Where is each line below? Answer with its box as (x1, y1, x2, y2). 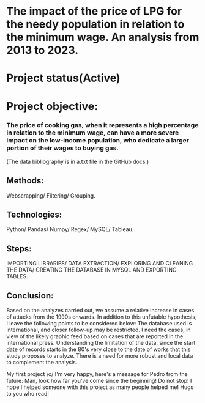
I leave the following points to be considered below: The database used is (6, 320, 192, 327)
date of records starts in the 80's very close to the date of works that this (6, 346, 191, 353)
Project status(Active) (6, 72, 121, 85)
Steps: (6, 243, 32, 254)
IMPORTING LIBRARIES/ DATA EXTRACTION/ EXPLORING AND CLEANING (6, 260, 193, 267)
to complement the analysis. (6, 359, 78, 366)
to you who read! (6, 390, 49, 397)
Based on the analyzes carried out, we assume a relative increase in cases (6, 307, 195, 314)
